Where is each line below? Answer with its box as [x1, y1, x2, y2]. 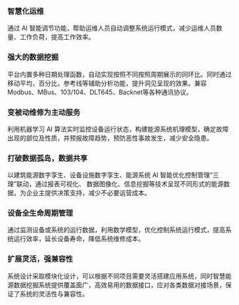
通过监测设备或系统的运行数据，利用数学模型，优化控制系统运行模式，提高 [7, 226, 225, 234]
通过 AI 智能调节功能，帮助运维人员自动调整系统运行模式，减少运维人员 [7, 24, 217, 33]
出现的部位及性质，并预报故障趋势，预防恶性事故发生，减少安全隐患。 [7, 133, 213, 142]
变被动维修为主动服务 [7, 107, 80, 117]
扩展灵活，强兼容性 [7, 254, 73, 264]
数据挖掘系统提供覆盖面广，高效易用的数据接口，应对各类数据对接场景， [13, 280, 225, 289]
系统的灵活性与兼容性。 [19, 289, 89, 298]
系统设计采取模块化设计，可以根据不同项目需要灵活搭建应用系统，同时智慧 [7, 272, 225, 280]
